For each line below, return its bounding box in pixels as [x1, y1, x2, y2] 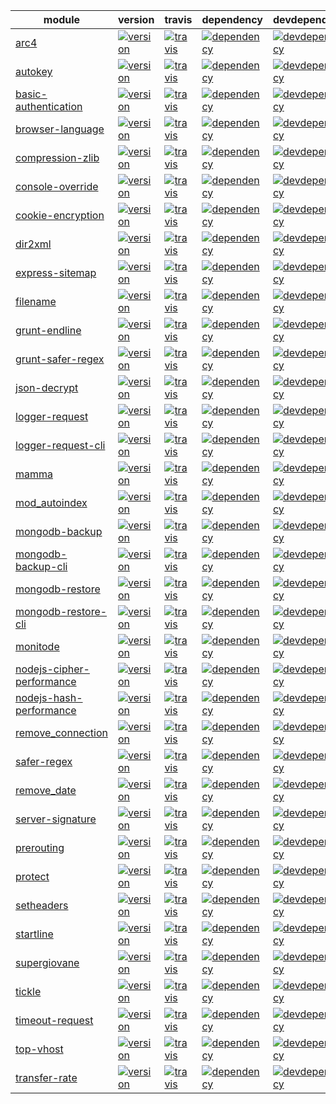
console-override [15, 180, 99, 193]
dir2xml [15, 237, 52, 251]
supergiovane [15, 956, 80, 969]
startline [15, 927, 54, 941]
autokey [15, 65, 53, 78]
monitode [15, 640, 60, 653]
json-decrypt [15, 381, 79, 394]
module [43, 13, 81, 26]
